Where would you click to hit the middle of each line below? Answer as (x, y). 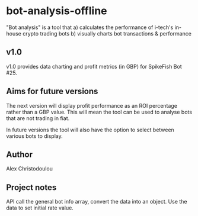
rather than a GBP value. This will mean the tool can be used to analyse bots (99, 112)
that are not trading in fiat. (38, 118)
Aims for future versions (52, 91)
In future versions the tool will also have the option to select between (90, 130)
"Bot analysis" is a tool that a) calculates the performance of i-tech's (90, 27)
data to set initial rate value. (40, 208)
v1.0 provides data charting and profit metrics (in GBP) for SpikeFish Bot (94, 66)
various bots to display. (35, 136)
